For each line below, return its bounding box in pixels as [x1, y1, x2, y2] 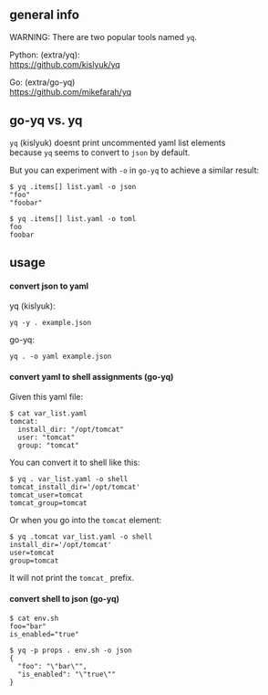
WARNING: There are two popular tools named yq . [9, 31, 198, 42]
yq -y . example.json [9, 319, 92, 328]
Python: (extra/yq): [9, 49, 80, 60]
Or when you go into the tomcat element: [9, 515, 162, 526]
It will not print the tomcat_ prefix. [9, 573, 135, 584]
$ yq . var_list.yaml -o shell [9, 475, 129, 484]
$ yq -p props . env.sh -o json [9, 646, 132, 655]
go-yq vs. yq [9, 113, 83, 129]
